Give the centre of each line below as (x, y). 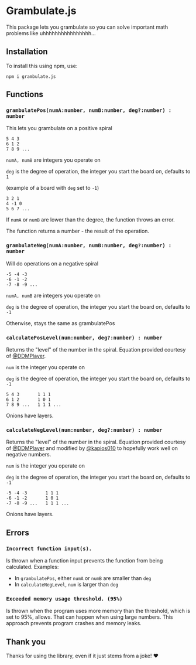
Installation (27, 52)
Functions (25, 95)
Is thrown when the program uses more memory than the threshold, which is (98, 611)
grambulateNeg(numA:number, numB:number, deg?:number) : (89, 245)
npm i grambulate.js (31, 76)
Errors (18, 532)
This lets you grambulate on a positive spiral (59, 128)
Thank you (26, 642)
